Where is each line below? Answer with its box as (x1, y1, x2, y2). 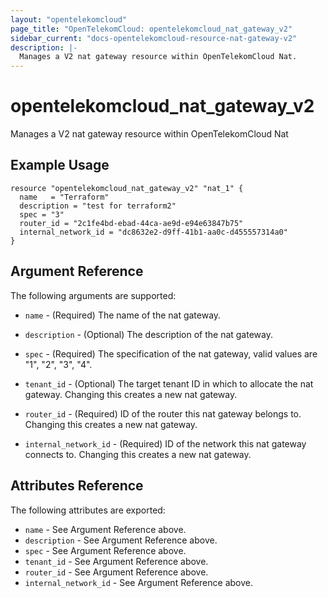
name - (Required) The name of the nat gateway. (24, 309, 222, 321)
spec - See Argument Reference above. (24, 544, 187, 556)
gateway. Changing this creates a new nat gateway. (24, 388, 238, 400)
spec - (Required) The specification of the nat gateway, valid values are (24, 347, 318, 360)
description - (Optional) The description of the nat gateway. (24, 328, 273, 340)
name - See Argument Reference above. (24, 523, 187, 535)
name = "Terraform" (19, 192, 110, 202)
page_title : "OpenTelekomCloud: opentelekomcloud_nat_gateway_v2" (10, 24, 293, 34)
